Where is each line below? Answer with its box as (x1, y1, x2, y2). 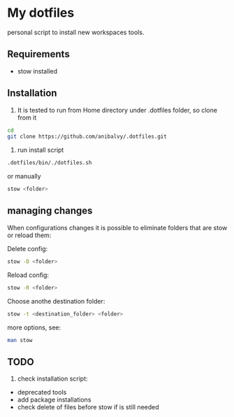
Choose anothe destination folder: (7, 297, 105, 305)
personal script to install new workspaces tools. (7, 28, 145, 36)
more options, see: (7, 323, 61, 332)
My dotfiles (7, 5, 75, 21)
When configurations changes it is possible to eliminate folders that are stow (7, 223, 228, 232)
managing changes (7, 205, 93, 217)
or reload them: (7, 231, 52, 239)
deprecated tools (17, 388, 67, 397)
